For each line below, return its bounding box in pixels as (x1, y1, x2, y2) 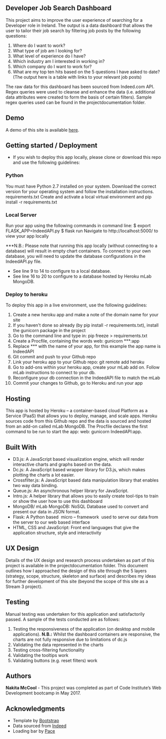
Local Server (5, 211, 37, 218)
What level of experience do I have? (12, 53, 86, 59)
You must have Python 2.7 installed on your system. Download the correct (5, 183, 157, 189)
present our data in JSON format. (12, 508, 81, 514)
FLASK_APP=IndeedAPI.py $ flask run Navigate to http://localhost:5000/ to (5, 228, 159, 234)
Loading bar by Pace (12, 728, 55, 734)
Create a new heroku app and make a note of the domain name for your (12, 312, 159, 318)
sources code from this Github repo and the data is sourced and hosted (5, 418, 151, 424)
